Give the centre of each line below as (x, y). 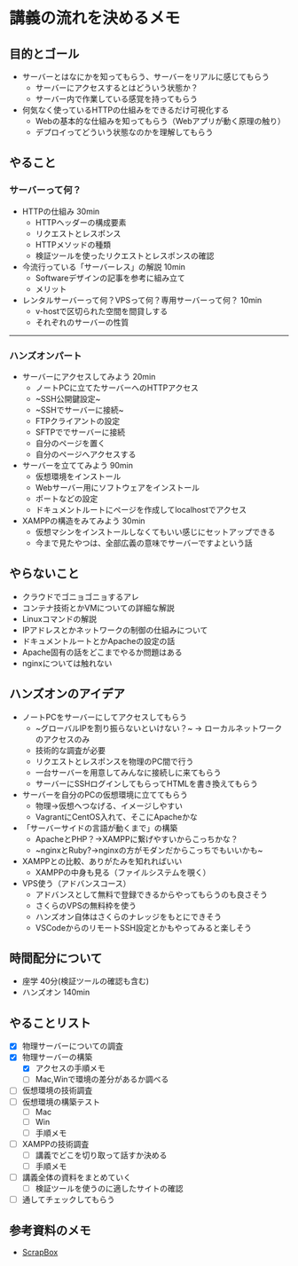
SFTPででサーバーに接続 (80, 432)
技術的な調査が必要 (71, 750)
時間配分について (56, 958)
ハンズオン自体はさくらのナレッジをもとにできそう (129, 916)
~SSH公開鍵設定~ (68, 398)
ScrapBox (40, 1252)
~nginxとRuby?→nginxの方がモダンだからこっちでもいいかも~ (149, 850)
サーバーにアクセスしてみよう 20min (89, 376)
